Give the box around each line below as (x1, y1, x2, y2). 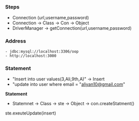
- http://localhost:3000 (5, 53, 57, 58)
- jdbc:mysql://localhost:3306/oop (5, 49, 79, 54)
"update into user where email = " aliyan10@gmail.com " (12, 81, 126, 87)
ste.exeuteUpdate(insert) (5, 110, 56, 116)
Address (5, 38, 26, 45)
